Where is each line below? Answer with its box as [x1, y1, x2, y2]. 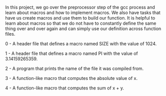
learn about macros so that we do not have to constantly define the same [5, 20, 156, 26]
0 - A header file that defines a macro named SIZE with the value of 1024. [5, 41, 157, 47]
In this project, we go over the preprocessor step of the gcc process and [5, 5, 155, 10]
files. [5, 31, 16, 37]
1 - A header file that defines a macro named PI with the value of [5, 50, 138, 56]
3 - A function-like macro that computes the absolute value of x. [5, 75, 138, 81]
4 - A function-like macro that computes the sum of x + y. [5, 85, 124, 91]
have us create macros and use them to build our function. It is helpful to [5, 15, 155, 21]
